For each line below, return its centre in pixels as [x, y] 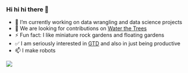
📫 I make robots [35, 51]
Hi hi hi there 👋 [28, 9]
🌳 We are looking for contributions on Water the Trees [81, 28]
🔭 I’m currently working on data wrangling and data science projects [98, 22]
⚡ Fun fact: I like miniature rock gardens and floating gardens [90, 35]
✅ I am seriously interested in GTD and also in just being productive [97, 44]
